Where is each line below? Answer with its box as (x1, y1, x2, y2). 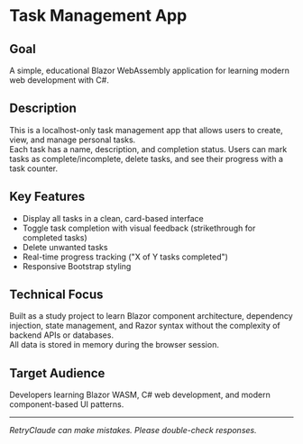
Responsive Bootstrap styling (22, 260, 132, 271)
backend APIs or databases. (9, 330, 115, 340)
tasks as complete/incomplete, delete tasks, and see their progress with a (9, 153, 284, 164)
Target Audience (9, 366, 106, 381)
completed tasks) (22, 231, 87, 243)
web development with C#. (9, 75, 110, 86)
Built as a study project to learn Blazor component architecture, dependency (9, 311, 293, 322)
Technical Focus (9, 287, 104, 303)
